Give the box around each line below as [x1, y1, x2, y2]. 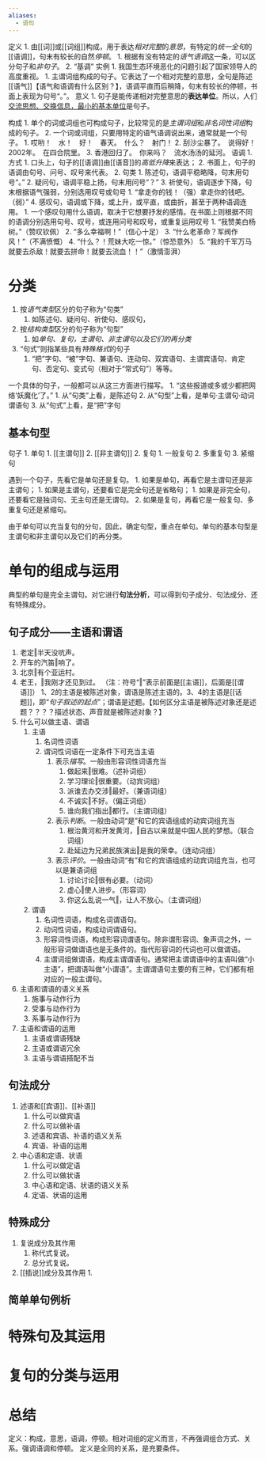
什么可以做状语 [31, 1170, 81, 1180]
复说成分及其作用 [19, 1238, 76, 1247]
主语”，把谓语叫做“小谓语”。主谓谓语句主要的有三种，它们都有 [43, 965, 247, 973]
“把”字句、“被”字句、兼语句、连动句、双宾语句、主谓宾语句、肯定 [31, 354, 245, 364]
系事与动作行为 [31, 1014, 81, 1023]
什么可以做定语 [31, 1160, 81, 1170]
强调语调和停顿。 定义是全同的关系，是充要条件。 [21, 1443, 184, 1453]
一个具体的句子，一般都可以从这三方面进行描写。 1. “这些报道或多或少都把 [8, 381, 249, 390]
